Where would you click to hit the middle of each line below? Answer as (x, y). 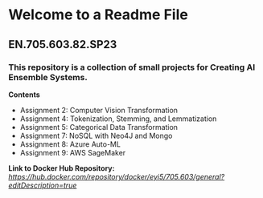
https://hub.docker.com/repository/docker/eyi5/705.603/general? (117, 176)
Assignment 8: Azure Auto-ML (70, 144)
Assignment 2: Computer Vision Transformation (99, 110)
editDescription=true (43, 185)
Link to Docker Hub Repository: (62, 168)
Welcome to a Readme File (99, 15)
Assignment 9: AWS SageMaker (73, 152)
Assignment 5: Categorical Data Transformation (99, 127)
